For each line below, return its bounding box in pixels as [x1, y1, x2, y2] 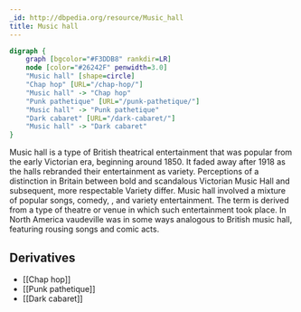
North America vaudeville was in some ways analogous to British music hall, [9, 214, 293, 225]
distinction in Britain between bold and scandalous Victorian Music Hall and [9, 175, 291, 186]
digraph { [9, 46, 47, 55]
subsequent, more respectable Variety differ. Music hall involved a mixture [9, 185, 287, 196]
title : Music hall [9, 22, 79, 31]
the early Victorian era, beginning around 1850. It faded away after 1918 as [9, 156, 287, 167]
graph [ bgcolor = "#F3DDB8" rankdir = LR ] [25, 55, 172, 64]
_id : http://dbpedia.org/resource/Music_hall [9, 13, 183, 23]
